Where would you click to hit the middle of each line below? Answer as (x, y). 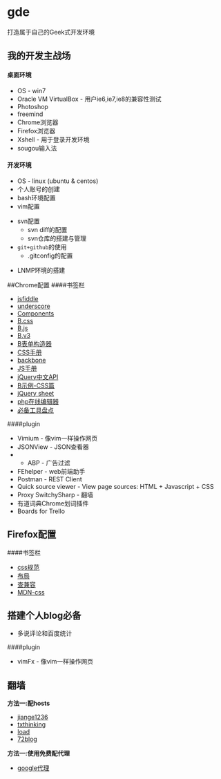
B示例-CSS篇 (36, 385)
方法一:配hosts (29, 703)
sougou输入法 (37, 148)
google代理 (33, 768)
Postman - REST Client (50, 479)
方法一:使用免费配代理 (39, 753)
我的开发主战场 (39, 56)
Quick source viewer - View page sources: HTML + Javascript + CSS (115, 486)
